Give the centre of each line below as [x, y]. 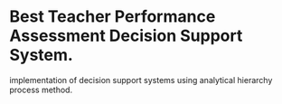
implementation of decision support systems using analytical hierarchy [141, 80]
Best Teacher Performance [113, 17]
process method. [41, 90]
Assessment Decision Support [126, 36]
